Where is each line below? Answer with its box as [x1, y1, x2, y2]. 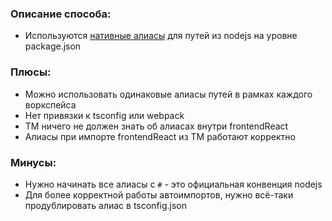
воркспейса [24, 98, 77, 111]
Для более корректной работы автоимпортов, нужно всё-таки [24, 188, 294, 201]
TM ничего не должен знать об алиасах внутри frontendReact [24, 120, 289, 132]
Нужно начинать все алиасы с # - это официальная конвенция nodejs [24, 178, 323, 190]
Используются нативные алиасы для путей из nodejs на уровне [24, 30, 298, 42]
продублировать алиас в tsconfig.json [24, 199, 188, 211]
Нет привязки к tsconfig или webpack [24, 109, 185, 121]
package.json [24, 40, 82, 52]
